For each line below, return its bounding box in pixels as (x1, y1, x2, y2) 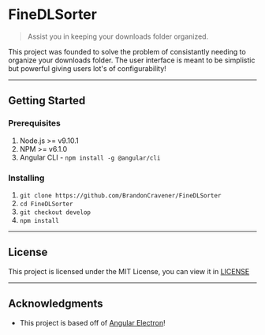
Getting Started (8, 94, 86, 107)
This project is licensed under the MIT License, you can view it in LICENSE (8, 266, 250, 276)
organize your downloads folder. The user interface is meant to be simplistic (8, 55, 256, 65)
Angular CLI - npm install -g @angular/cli (19, 152, 161, 162)
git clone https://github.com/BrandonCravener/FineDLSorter (19, 191, 222, 199)
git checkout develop (19, 208, 91, 216)
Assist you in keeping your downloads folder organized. (27, 32, 209, 41)
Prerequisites (8, 118, 61, 129)
